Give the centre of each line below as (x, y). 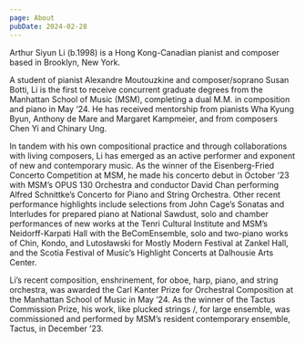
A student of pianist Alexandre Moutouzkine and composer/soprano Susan (149, 79)
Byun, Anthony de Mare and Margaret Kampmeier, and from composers (144, 119)
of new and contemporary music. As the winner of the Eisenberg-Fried (142, 165)
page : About (32, 18)
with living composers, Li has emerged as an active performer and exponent (152, 155)
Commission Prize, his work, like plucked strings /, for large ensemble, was (150, 309)
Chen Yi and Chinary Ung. (58, 128)
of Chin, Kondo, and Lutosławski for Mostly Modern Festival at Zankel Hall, (149, 243)
